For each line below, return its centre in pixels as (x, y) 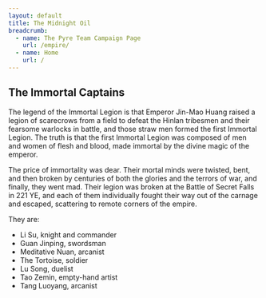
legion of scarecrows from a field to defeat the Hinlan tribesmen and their (129, 120)
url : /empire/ (46, 46)
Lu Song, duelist (46, 268)
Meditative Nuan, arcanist (62, 252)
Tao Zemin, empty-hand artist (69, 277)
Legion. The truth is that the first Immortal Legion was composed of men (127, 137)
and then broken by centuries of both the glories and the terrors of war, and (133, 178)
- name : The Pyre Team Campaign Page (78, 38)
